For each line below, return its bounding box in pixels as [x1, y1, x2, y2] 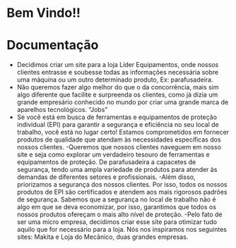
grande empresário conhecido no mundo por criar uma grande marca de [16, 98, 229, 106]
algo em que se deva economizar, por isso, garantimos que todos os [16, 203, 217, 211]
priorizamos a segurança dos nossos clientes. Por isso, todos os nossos [16, 180, 228, 189]
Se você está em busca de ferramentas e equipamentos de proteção [16, 113, 217, 121]
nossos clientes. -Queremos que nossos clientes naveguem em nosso [16, 143, 222, 151]
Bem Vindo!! [6, 5, 81, 21]
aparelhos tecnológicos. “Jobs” [16, 106, 108, 114]
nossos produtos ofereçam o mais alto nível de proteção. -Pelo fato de [16, 210, 223, 219]
